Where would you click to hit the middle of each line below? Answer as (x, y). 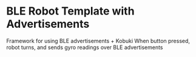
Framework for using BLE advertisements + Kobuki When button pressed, (98, 41)
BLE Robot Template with (70, 11)
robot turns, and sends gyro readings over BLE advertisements (85, 47)
